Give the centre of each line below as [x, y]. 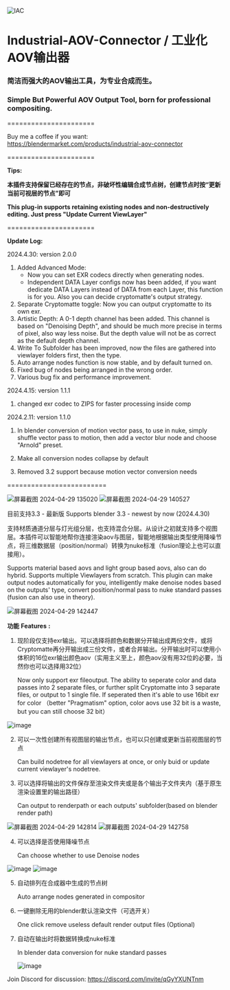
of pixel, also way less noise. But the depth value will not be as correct [116, 333]
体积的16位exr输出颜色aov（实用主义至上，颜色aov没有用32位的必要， [117, 658]
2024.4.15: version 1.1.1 [39, 390]
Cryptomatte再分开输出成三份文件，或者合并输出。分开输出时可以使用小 [119, 649]
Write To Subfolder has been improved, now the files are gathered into [116, 348]
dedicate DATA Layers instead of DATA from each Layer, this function [125, 289]
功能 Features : [29, 626]
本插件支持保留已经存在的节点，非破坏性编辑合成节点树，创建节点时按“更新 [114, 185]
